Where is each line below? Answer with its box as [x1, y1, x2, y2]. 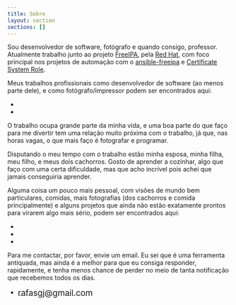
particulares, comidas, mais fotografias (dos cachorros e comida [7, 193, 196, 202]
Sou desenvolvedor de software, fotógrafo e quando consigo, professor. [7, 43, 218, 52]
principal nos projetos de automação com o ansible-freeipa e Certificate [7, 58, 218, 66]
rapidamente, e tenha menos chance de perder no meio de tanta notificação [7, 266, 230, 275]
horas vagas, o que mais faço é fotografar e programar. [7, 136, 169, 145]
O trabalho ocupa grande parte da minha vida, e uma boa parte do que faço [7, 121, 228, 130]
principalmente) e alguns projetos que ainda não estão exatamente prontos [7, 201, 226, 210]
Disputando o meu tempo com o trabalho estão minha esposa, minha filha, [7, 150, 224, 159]
